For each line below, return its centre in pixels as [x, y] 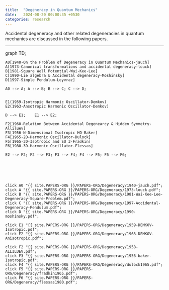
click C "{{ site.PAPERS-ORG [36, 203]
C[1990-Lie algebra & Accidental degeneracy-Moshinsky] [65, 76]
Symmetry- [141, 124]
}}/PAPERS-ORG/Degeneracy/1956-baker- [111, 256]
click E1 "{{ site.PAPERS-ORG [37, 225]
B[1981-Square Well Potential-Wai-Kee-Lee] [52, 71]
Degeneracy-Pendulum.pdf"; [33, 208]
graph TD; [16, 53]
